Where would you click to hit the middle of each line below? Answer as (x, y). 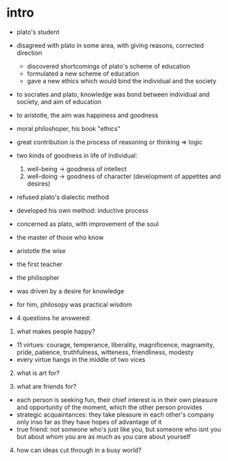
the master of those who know (60, 237)
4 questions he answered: (54, 318)
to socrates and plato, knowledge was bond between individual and (113, 94)
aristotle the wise (41, 250)
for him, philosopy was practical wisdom (74, 304)
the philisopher (38, 277)
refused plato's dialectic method (63, 197)
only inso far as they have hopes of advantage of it (89, 421)
